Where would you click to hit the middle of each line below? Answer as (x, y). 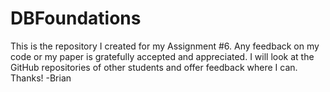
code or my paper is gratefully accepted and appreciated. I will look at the (162, 56)
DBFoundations (76, 18)
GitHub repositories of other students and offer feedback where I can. (154, 67)
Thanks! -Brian (41, 78)
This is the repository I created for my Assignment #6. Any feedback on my (165, 46)
